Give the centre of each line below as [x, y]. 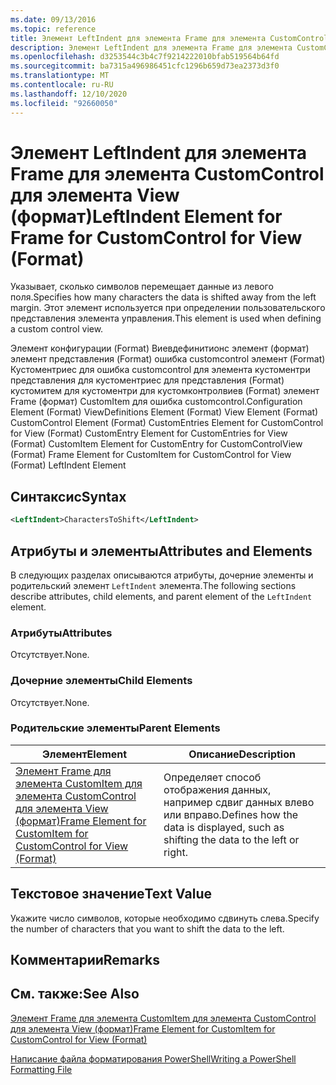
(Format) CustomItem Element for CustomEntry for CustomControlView [156, 444]
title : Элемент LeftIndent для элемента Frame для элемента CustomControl [169, 38]
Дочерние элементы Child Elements [101, 681]
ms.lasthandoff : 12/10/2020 [69, 94]
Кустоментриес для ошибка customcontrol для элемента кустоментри [160, 370]
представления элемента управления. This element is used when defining [166, 318]
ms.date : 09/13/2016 [53, 19]
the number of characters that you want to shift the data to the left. [147, 928]
